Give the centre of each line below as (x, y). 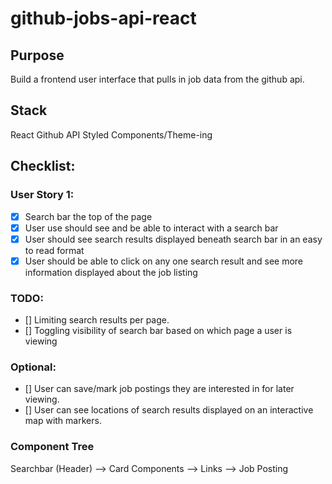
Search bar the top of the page (88, 216)
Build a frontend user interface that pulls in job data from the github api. (157, 79)
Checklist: (43, 166)
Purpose (37, 55)
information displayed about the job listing (111, 272)
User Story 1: (42, 195)
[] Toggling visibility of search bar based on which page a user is (158, 331)
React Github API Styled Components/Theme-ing (111, 134)
